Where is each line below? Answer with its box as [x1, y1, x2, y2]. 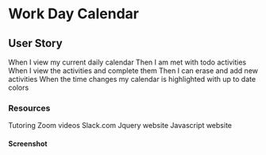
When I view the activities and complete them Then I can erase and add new [8, 66, 258, 76]
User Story [8, 37, 63, 50]
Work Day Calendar [8, 5, 140, 23]
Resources [8, 103, 51, 114]
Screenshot [8, 138, 48, 148]
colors [8, 83, 29, 92]
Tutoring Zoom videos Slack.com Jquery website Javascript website [8, 121, 233, 130]
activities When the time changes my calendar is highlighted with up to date [8, 75, 256, 83]
